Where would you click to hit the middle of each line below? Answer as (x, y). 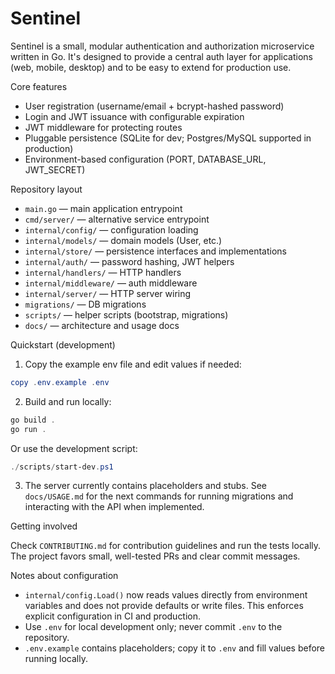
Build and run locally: (68, 401)
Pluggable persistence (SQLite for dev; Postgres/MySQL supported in (168, 138)
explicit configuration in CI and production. (113, 616)
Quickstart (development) (63, 344)
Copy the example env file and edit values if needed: (133, 364)
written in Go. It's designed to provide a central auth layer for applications (162, 56)
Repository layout (46, 189)
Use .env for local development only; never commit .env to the (153, 627)
